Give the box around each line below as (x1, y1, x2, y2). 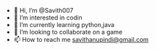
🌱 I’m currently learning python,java (13, 21, 115, 28)
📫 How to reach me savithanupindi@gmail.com (13, 36, 149, 43)
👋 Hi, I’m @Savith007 (13, 7, 74, 14)
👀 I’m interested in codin (13, 14, 82, 22)
